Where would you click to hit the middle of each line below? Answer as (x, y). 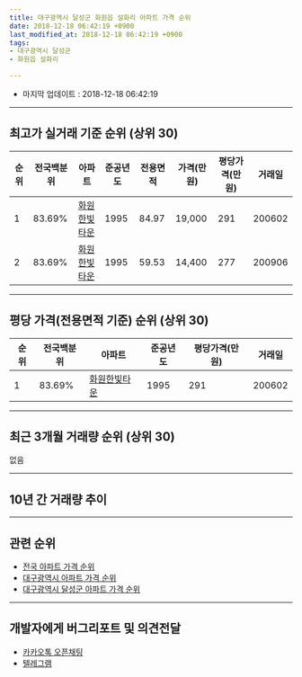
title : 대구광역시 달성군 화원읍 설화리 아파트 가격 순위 (100, 18)
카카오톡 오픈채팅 (53, 652)
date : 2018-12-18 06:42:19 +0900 (72, 26)
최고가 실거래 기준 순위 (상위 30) (94, 134)
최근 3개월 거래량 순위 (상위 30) (92, 437)
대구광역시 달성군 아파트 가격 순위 (81, 589)
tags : (19, 43)
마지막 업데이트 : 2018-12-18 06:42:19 (90, 94)
